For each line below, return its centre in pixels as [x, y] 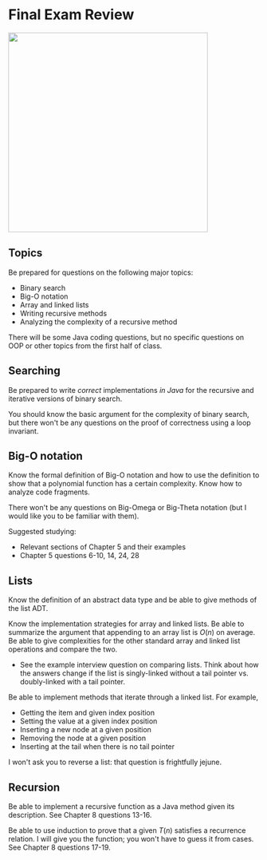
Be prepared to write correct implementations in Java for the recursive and [131, 390]
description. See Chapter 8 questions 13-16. [80, 815]
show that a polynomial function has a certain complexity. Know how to [125, 484]
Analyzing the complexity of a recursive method [98, 322]
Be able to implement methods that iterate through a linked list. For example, [133, 697]
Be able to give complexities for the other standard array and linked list [124, 641]
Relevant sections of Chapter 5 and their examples [102, 547]
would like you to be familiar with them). [74, 516]
